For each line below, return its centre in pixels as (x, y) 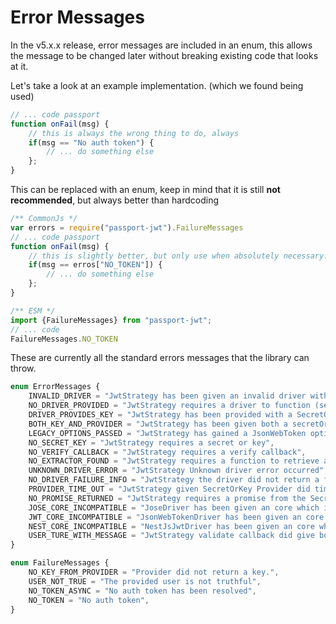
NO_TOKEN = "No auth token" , (89, 600)
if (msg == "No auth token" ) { (91, 142)
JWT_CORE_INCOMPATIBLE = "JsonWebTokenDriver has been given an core (176, 517)
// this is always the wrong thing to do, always (134, 133)
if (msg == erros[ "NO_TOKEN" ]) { (95, 265)
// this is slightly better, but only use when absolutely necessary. (178, 256)
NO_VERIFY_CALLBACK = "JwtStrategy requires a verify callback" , (167, 452)
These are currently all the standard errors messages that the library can (160, 358)
